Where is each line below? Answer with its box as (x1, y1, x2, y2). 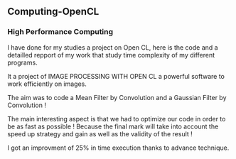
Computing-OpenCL (7, 6, 100, 18)
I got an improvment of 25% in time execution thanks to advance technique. (7, 143, 230, 152)
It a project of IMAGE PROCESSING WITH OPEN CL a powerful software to (7, 72, 225, 80)
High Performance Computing (7, 27, 114, 37)
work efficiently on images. (7, 79, 87, 88)
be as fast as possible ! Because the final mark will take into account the (7, 122, 219, 131)
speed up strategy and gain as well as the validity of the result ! (7, 129, 193, 138)
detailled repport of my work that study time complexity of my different (7, 50, 215, 59)
